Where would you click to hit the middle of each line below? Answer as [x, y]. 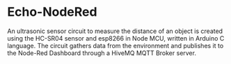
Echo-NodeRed [52, 12]
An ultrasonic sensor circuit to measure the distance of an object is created [115, 31]
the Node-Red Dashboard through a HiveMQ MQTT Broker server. [102, 53]
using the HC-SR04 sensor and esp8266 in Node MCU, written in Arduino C [116, 38]
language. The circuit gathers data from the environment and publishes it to [115, 45]
